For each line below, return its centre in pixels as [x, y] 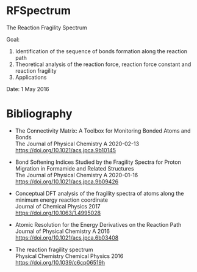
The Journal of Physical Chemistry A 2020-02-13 [77, 144]
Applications [31, 77]
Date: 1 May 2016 [28, 89]
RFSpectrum [39, 11]
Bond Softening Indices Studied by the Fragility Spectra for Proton [98, 162]
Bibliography [39, 114]
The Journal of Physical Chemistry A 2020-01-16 [77, 175]
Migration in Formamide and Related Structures [74, 168]
